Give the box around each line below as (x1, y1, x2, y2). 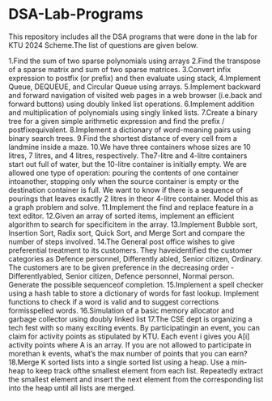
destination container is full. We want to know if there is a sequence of (8, 185, 244, 194)
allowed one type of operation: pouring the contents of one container (8, 168, 239, 177)
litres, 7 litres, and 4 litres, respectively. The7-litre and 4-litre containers (8, 151, 248, 160)
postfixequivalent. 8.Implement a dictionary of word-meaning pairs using (8, 125, 251, 134)
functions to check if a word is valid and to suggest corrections (8, 296, 219, 306)
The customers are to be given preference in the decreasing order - (8, 262, 235, 272)
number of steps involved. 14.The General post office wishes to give (8, 237, 236, 246)
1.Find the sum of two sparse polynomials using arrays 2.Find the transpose (8, 56, 261, 66)
